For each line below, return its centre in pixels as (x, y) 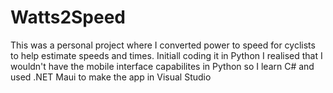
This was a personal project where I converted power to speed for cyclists (163, 45)
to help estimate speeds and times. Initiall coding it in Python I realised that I (166, 55)
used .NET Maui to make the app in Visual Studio (111, 77)
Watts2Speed (68, 17)
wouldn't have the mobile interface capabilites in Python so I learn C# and (162, 66)
